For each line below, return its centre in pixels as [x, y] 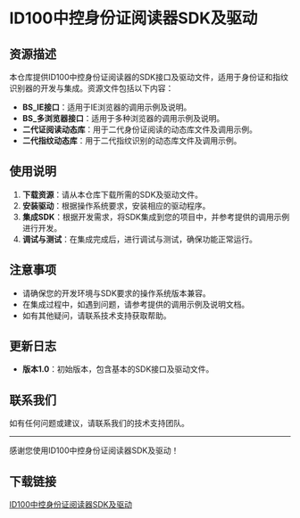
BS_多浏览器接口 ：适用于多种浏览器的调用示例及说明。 [123, 118]
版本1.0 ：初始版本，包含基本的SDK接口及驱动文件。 [118, 369]
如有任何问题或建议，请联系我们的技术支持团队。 [99, 423]
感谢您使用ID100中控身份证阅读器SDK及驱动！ [94, 450]
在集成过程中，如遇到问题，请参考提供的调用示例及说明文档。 [136, 304]
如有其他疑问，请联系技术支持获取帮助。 [96, 315]
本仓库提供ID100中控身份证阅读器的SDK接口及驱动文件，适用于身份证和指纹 [149, 77]
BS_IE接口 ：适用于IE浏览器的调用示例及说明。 [107, 107]
